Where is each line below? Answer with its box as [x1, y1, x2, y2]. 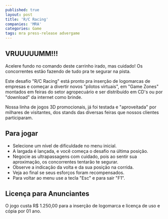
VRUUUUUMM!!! [5, 49, 58, 58]
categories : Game [5, 26, 42, 31]
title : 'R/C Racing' [5, 17, 49, 22]
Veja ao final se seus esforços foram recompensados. [12, 170, 125, 176]
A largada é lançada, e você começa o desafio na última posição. [12, 148, 148, 154]
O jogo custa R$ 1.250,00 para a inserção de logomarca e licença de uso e [5, 203, 160, 209]
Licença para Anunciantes [5, 190, 90, 198]
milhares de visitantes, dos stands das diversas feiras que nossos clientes [5, 109, 159, 115]
